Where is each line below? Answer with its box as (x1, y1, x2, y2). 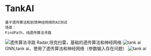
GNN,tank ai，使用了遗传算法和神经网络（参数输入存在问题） (5, 45, 127, 51)
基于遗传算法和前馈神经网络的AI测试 (5, 20, 67, 25)
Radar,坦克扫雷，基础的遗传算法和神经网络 (36, 39, 122, 45)
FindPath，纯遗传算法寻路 (5, 30, 52, 35)
